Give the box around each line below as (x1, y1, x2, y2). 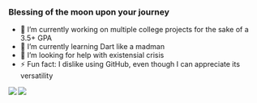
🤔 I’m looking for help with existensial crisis (19, 51, 165, 60)
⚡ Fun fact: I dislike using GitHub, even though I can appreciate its (19, 60, 241, 69)
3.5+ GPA (19, 33, 53, 43)
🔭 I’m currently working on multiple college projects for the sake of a (19, 25, 249, 35)
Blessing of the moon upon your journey (8, 6, 170, 18)
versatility (19, 71, 54, 80)
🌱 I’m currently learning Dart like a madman (19, 42, 165, 51)
